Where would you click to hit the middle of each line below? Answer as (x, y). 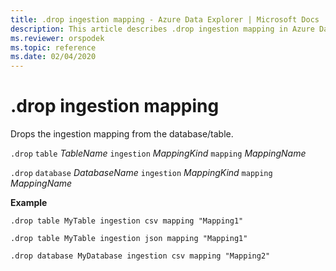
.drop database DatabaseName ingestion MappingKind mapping (141, 173)
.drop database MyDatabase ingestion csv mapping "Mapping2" (140, 256)
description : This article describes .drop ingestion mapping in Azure (162, 29)
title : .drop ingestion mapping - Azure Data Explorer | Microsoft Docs (165, 19)
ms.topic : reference (53, 47)
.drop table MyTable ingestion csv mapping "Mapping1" (127, 221)
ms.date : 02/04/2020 (53, 57)
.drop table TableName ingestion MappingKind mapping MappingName (158, 153)
